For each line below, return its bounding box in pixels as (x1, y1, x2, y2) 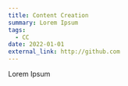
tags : (8, 26, 26, 34)
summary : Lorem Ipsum (8, 19, 79, 27)
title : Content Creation (8, 11, 89, 20)
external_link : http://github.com (8, 48, 121, 56)
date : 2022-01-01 (8, 41, 65, 48)
